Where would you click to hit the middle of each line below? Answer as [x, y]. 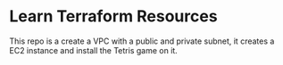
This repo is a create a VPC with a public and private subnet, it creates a [142, 41]
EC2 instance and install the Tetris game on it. [94, 50]
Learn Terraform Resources [113, 16]
